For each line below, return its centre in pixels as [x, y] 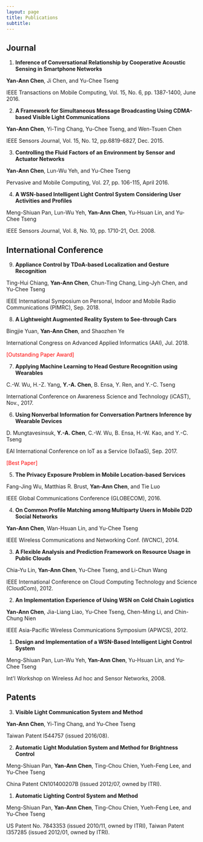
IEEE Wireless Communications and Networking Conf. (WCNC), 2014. [93, 540]
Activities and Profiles [44, 201]
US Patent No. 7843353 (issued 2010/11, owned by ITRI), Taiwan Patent [95, 826]
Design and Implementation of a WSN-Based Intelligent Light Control [103, 642]
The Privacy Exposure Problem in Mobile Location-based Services [100, 474]
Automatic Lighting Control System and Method [76, 795]
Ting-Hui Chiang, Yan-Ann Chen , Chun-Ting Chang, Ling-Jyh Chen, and [97, 283]
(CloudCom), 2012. [30, 588]
